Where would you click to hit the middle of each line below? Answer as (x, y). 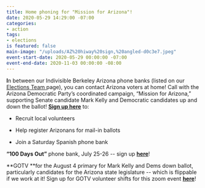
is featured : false (31, 46)
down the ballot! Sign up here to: (48, 106)
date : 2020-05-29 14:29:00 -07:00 (50, 18)
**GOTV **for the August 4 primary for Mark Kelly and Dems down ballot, (100, 165)
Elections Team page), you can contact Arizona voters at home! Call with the (103, 87)
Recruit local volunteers (45, 118)
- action (17, 29)
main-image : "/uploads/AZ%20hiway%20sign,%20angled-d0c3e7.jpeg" (91, 52)
